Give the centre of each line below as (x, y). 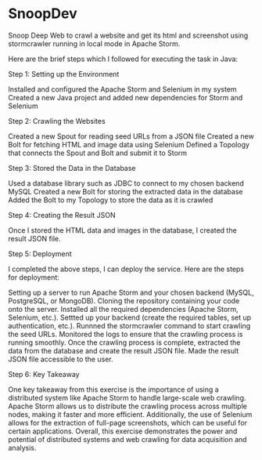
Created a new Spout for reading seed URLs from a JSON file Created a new (131, 136)
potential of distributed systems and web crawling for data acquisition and (128, 439)
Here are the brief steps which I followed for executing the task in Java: (123, 59)
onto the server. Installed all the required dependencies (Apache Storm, (123, 309)
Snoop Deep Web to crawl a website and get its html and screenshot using (128, 35)
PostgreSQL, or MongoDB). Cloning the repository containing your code (124, 301)
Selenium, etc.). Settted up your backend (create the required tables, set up (130, 317)
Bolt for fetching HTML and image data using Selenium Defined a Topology (129, 144)
